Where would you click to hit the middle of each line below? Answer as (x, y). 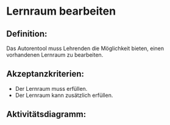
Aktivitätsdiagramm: (46, 114)
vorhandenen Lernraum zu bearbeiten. (55, 55)
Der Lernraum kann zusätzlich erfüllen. (64, 95)
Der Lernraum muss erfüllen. (51, 88)
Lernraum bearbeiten (61, 11)
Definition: (27, 34)
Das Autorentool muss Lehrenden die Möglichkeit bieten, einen (85, 48)
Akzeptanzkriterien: (45, 74)
